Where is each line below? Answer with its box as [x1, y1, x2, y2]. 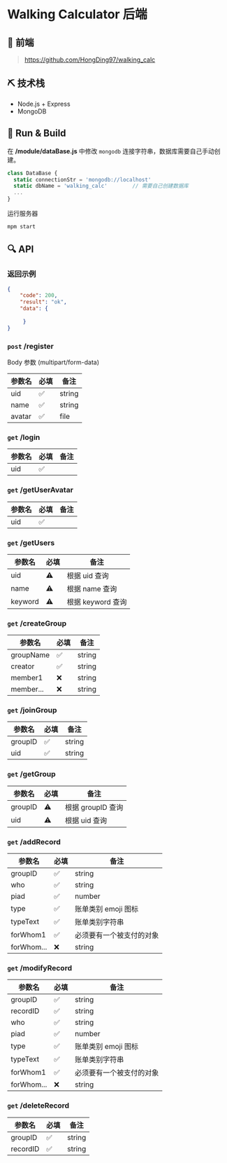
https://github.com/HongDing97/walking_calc [24, 55, 156, 64]
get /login [7, 432, 41, 442]
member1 [10, 673, 43, 683]
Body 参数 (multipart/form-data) [7, 358, 100, 366]
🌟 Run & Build [7, 128, 66, 139]
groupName [10, 650, 50, 660]
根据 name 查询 [66, 584, 117, 593]
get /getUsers [7, 537, 55, 547]
